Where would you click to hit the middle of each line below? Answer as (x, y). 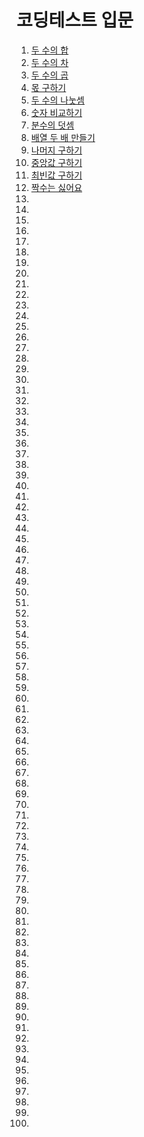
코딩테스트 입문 (75, 20)
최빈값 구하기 (56, 175)
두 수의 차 (49, 62)
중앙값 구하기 (56, 162)
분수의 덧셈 (52, 125)
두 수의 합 (49, 50)
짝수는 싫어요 (56, 187)
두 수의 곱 (49, 75)
